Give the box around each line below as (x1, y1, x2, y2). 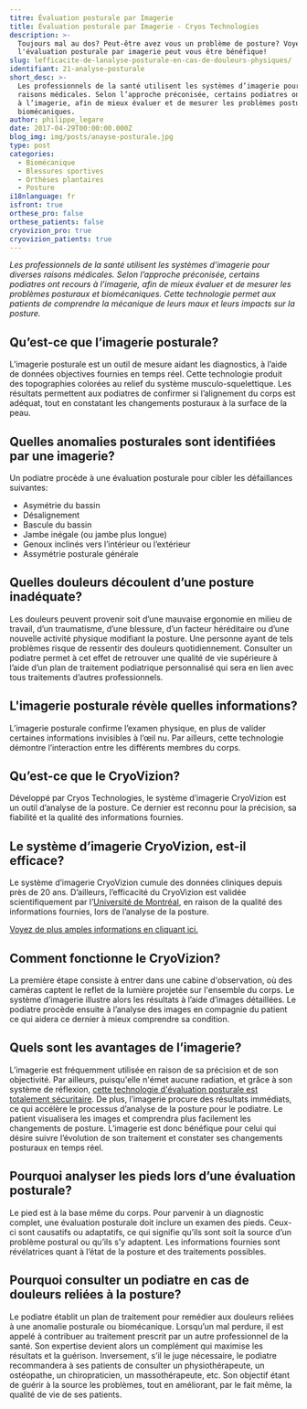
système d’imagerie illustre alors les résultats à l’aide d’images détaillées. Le (9, 994, 297, 1006)
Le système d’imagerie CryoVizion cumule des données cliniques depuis (9, 877, 283, 888)
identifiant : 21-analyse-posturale (9, 65, 145, 74)
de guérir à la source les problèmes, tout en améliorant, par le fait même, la (9, 1379, 292, 1390)
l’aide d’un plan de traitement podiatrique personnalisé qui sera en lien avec (9, 662, 294, 673)
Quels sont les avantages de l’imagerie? (9, 1040, 242, 1056)
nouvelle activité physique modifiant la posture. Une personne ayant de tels (9, 633, 294, 644)
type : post (9, 141, 51, 150)
